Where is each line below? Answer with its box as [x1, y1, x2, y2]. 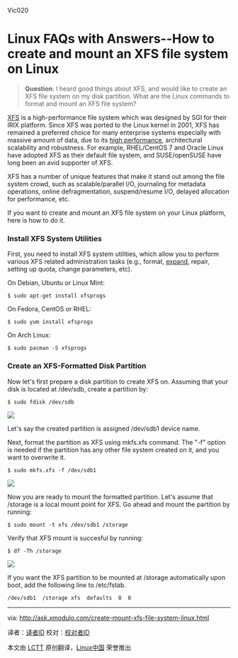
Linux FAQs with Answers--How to [7, 31, 215, 47]
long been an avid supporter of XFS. [7, 158, 113, 167]
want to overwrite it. [7, 453, 66, 462]
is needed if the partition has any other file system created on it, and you [7, 445, 220, 454]
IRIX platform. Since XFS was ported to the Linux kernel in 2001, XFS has [7, 121, 220, 129]
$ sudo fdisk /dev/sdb [7, 398, 74, 406]
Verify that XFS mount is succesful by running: [7, 533, 143, 542]
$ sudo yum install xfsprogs [7, 318, 93, 325]
